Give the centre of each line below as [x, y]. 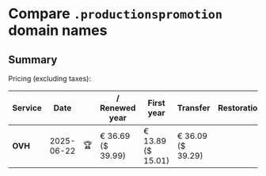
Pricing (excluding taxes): [50, 79]
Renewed [118, 108]
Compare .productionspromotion [116, 14]
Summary [33, 60]
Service [27, 108]
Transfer [194, 108]
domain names [58, 30]
